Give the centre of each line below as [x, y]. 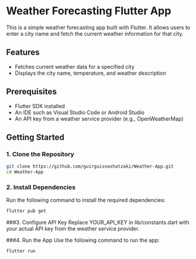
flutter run [21, 251]
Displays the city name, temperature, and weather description [90, 73]
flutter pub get [26, 211]
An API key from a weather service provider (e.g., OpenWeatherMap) [99, 119]
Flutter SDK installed [40, 106]
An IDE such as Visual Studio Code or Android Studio [79, 112]
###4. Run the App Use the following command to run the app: [83, 240]
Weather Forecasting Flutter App [89, 11]
